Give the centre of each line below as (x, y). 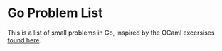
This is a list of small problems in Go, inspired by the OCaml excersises (111, 33)
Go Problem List (55, 13)
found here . (24, 40)
